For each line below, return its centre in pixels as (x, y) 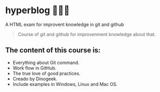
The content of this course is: (53, 50)
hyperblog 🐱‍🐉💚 (37, 10)
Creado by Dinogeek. (35, 79)
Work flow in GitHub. (34, 68)
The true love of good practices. (46, 73)
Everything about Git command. (46, 63)
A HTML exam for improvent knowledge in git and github (65, 24)
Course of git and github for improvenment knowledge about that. (87, 34)
